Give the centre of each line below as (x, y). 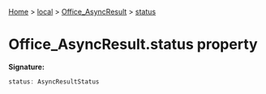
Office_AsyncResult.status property (133, 45)
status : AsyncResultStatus (54, 81)
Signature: (26, 66)
